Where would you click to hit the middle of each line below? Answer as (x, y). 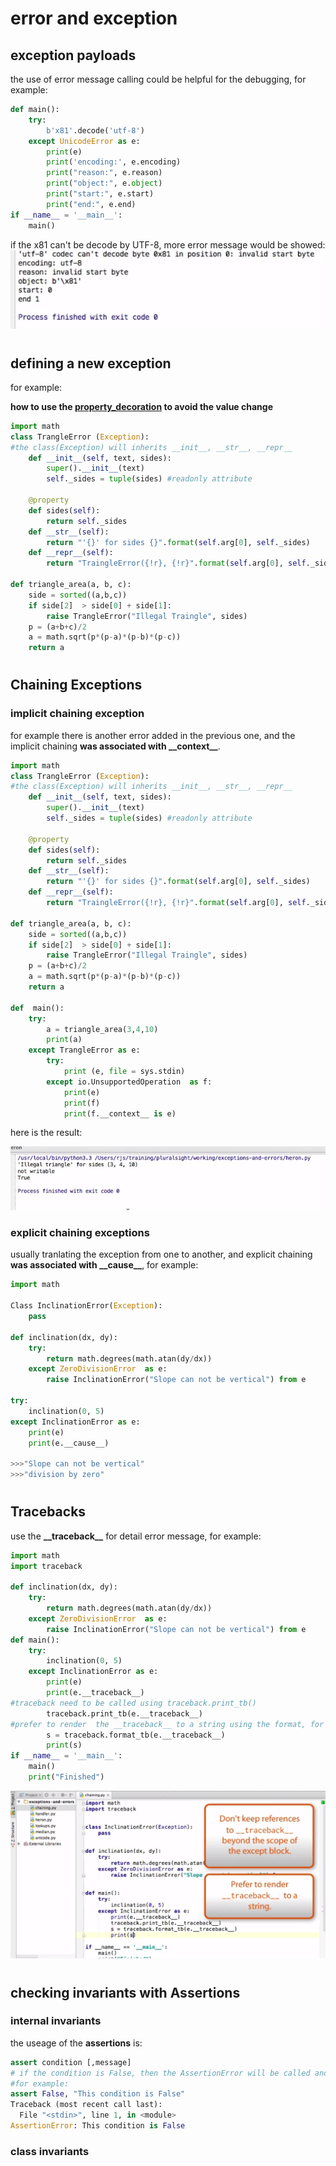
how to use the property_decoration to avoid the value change (141, 406)
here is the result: (46, 1133)
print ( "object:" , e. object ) (104, 183)
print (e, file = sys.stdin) (124, 1072)
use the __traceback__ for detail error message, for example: (136, 1536)
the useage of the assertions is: (76, 2043)
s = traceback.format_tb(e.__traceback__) (136, 1735)
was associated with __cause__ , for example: (104, 1265)
